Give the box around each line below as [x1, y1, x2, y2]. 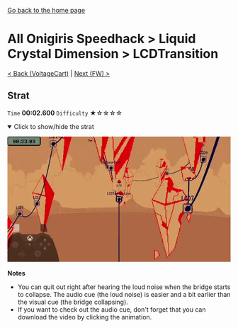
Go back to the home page [7, 6, 86, 14]
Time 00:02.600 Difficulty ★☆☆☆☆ [7, 108, 123, 117]
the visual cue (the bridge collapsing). [17, 298, 129, 307]
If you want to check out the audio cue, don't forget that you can [17, 305, 206, 314]
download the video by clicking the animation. [17, 313, 152, 322]
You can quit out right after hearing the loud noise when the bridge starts [17, 283, 231, 291]
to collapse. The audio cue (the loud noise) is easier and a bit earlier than [17, 290, 231, 299]
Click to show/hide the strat [13, 122, 94, 130]
